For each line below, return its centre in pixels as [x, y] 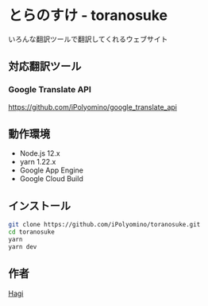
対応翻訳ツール [45, 66]
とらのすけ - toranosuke [88, 15]
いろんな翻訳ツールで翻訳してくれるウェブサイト [88, 39]
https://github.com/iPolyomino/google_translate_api [92, 107]
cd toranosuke [32, 232]
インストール [40, 205]
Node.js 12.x [40, 153]
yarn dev [23, 246]
